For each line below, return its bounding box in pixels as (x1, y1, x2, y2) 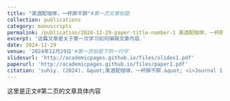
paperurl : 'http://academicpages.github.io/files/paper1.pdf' (7, 61, 188, 68)
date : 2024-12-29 (7, 42, 57, 48)
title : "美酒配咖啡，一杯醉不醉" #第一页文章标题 (7, 10, 130, 17)
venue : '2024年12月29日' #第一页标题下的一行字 (7, 48, 129, 55)
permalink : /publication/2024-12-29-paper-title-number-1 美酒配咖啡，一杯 (7, 29, 220, 36)
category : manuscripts (7, 23, 72, 29)
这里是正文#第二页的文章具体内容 (7, 87, 101, 95)
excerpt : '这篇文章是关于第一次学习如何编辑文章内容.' (7, 35, 146, 42)
